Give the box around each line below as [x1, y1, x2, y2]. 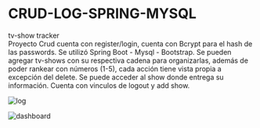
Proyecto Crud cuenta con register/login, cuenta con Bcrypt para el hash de [8, 38, 253, 48]
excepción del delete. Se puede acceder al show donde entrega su [8, 72, 225, 82]
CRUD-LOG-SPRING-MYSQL [8, 5, 197, 23]
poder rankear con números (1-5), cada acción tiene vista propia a [8, 64, 222, 73]
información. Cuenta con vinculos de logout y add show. [8, 80, 190, 90]
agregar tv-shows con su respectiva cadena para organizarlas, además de [8, 56, 249, 65]
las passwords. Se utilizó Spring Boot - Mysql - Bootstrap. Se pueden [8, 47, 232, 57]
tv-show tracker [8, 31, 60, 40]
